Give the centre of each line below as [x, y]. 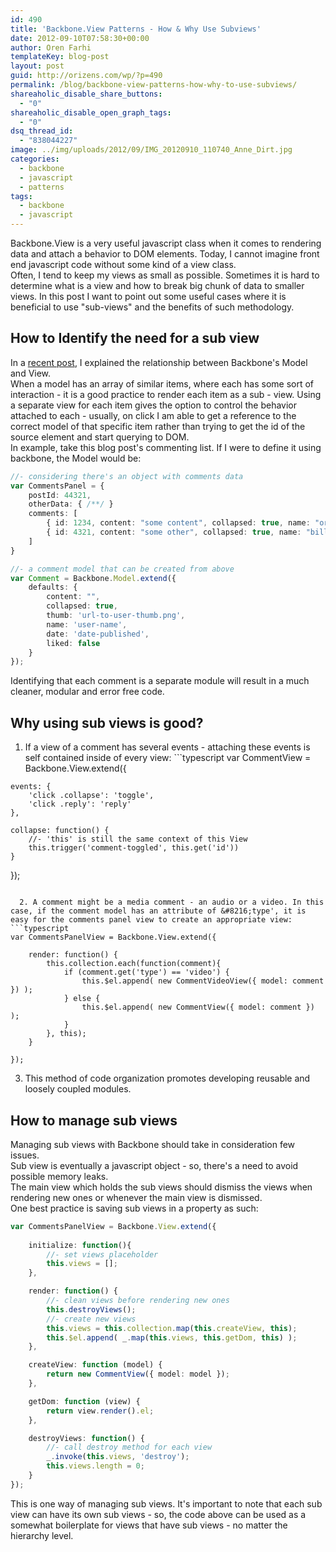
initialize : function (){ [80, 1245]
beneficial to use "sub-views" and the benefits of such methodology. [152, 307]
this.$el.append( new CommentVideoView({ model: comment [203, 981]
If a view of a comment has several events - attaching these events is [167, 747]
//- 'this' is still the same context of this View [138, 839]
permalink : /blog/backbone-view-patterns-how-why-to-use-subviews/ [154, 85]
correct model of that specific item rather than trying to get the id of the [158, 426]
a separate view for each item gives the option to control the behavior [153, 405]
